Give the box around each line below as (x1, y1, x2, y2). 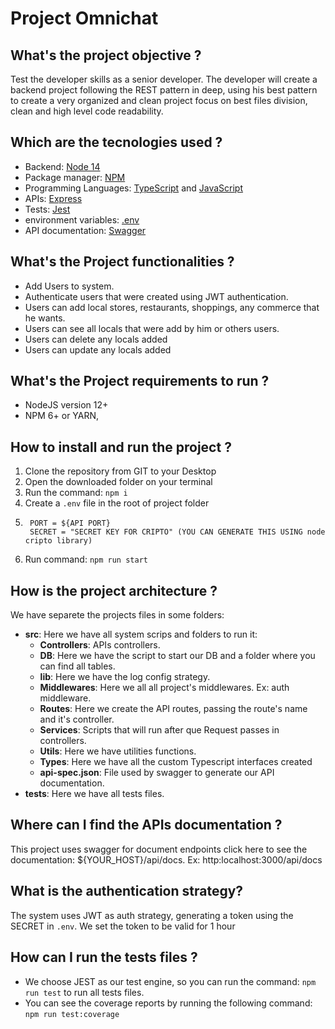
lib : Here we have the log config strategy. (39, 671, 211, 683)
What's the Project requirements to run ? (10, 373, 270, 390)
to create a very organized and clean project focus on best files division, (10, 95, 308, 106)
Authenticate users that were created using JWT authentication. (24, 290, 289, 302)
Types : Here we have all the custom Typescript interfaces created (39, 756, 313, 768)
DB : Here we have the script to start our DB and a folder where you (39, 650, 316, 662)
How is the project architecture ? (10, 582, 218, 599)
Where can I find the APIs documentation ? (10, 817, 283, 834)
